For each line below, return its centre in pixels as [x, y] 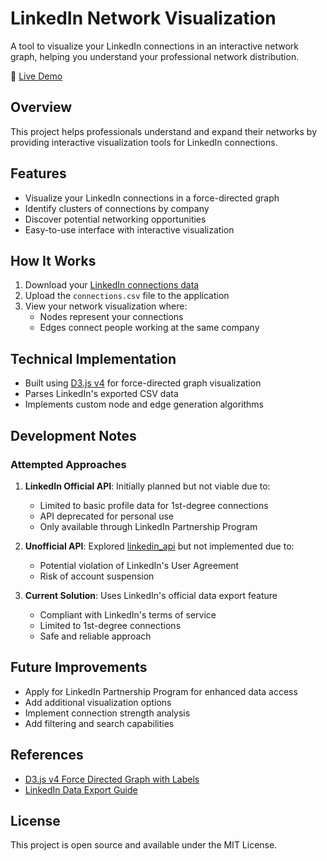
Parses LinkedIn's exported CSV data [101, 394]
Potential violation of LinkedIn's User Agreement [139, 565]
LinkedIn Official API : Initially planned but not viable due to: [147, 486]
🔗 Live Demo [36, 76]
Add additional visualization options [98, 702]
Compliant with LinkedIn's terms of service [128, 614]
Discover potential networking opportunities [115, 219]
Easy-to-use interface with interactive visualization [129, 229]
